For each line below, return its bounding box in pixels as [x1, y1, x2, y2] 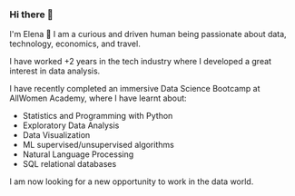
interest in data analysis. [9, 65, 101, 76]
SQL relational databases [22, 159, 117, 170]
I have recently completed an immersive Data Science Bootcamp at [9, 83, 261, 94]
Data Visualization [22, 130, 91, 141]
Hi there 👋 [9, 8, 54, 21]
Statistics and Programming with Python [22, 111, 173, 122]
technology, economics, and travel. [9, 38, 141, 49]
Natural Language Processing [22, 149, 134, 160]
